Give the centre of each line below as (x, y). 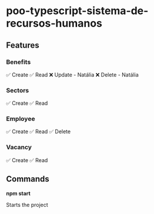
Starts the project (27, 205)
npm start (18, 193)
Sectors (18, 90)
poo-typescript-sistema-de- (77, 11)
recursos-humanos (54, 23)
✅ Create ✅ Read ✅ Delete (38, 131)
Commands (28, 179)
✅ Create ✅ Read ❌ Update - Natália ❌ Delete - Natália (73, 74)
